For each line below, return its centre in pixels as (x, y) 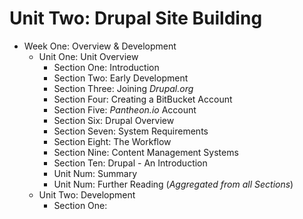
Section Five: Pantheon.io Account (125, 109)
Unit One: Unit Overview (88, 56)
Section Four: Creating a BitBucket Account (143, 99)
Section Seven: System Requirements (131, 131)
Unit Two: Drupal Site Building (136, 18)
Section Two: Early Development (121, 78)
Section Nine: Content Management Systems (146, 152)
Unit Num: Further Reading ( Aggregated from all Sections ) (173, 184)
